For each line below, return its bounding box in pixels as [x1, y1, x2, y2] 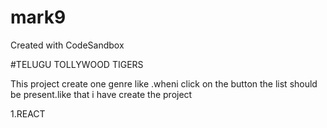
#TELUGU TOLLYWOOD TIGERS [10, 58, 144, 70]
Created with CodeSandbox [10, 39, 125, 51]
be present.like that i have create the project [10, 88, 193, 100]
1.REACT [10, 107, 46, 120]
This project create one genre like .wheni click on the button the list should [10, 77, 318, 90]
